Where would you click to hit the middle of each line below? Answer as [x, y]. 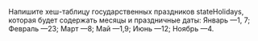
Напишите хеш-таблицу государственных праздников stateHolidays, [126, 12]
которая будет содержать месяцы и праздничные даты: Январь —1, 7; [129, 20]
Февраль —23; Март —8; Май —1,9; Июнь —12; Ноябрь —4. [111, 29]
